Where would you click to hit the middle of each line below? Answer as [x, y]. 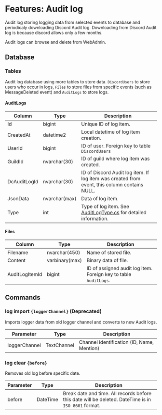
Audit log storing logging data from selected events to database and [73, 22]
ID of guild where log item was [115, 159]
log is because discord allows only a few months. [54, 32]
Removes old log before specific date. [43, 373]
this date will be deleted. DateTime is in [107, 399]
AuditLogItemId [25, 274]
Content [16, 260]
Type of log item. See [105, 206]
